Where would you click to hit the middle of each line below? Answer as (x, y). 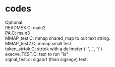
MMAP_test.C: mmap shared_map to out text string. (58, 38)
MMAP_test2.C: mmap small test (38, 43)
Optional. (14, 22)
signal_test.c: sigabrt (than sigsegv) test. (47, 59)
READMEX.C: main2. (26, 27)
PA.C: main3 (18, 33)
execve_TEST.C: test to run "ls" (37, 54)
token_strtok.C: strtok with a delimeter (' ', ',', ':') (54, 49)
